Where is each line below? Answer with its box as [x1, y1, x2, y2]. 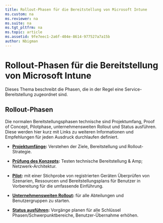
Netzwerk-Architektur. [12, 163, 57, 169]
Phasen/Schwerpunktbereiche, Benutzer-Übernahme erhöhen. [12, 212, 139, 218]
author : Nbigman [5, 39, 38, 44]
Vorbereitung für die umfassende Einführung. [12, 183, 103, 189]
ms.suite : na [5, 20, 32, 26]
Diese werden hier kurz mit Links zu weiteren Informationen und [5, 129, 134, 134]
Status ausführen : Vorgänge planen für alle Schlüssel [12, 207, 121, 213]
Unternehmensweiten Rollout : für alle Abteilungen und [12, 192, 124, 198]
